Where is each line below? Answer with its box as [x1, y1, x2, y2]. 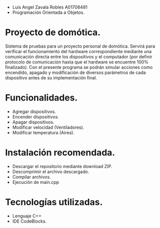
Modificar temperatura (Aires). [12, 129, 75, 135]
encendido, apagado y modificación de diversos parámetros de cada [5, 69, 146, 75]
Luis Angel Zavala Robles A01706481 [12, 4, 88, 10]
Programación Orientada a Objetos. [12, 9, 85, 15]
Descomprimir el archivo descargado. [12, 169, 89, 174]
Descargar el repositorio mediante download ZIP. [12, 163, 112, 169]
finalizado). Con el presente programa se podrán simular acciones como [5, 64, 153, 70]
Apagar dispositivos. [12, 119, 54, 125]
